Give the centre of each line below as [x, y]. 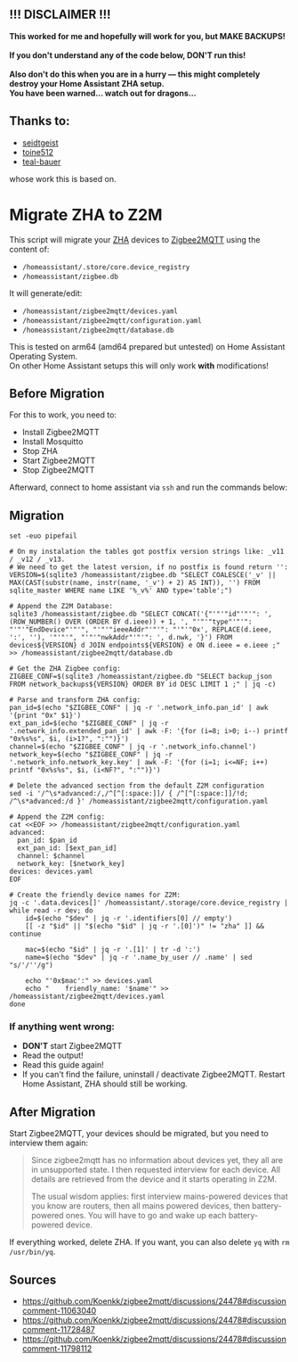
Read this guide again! [63, 1065]
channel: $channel [52, 856]
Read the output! [52, 1055]
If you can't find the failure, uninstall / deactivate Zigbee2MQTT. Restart [153, 1075]
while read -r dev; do [51, 911]
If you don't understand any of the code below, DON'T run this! [128, 55]
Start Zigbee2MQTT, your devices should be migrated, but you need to [139, 1134]
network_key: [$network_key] [71, 864]
